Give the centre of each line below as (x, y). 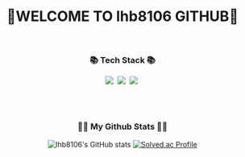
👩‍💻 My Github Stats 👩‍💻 (122, 126)
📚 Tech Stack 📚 (122, 60)
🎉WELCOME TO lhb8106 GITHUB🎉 (122, 17)
